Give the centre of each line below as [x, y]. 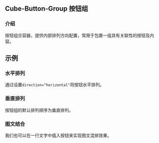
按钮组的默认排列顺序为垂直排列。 [39, 110]
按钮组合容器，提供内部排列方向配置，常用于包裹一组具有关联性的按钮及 [77, 35]
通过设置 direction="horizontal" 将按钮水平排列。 [55, 85]
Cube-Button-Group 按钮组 [47, 9]
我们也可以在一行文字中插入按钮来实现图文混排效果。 [58, 135]
